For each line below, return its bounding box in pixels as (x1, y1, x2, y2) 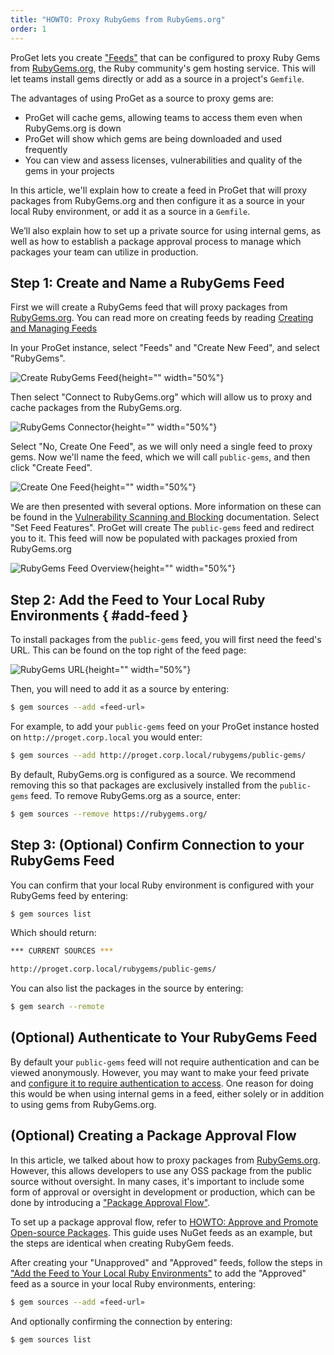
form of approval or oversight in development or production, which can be (10, 1186, 316, 1198)
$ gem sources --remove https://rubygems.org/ (10, 809, 208, 819)
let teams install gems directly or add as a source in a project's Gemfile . (10, 72, 305, 85)
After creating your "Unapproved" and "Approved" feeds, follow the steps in (10, 1256, 323, 1268)
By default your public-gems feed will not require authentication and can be (10, 1056, 320, 1068)
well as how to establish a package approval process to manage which (10, 235, 302, 247)
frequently (24, 143, 68, 155)
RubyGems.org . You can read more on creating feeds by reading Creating (10, 312, 314, 324)
